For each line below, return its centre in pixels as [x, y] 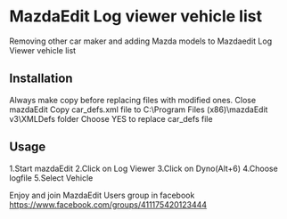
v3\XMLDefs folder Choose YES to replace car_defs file [111, 118]
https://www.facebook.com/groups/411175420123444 [108, 204]
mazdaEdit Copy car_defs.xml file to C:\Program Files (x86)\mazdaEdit [139, 109]
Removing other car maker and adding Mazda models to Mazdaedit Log [141, 41]
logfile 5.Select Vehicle [51, 178]
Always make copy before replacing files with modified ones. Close [133, 100]
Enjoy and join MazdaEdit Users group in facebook [102, 195]
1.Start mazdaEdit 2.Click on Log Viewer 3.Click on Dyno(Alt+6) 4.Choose [143, 168]
